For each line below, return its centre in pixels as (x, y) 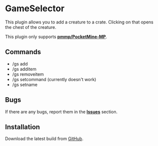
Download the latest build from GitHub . (44, 139)
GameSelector (35, 9)
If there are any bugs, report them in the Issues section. (61, 112)
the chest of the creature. (31, 27)
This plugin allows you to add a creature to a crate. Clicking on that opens (79, 22)
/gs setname (25, 84)
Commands (23, 52)
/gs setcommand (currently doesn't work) (54, 79)
